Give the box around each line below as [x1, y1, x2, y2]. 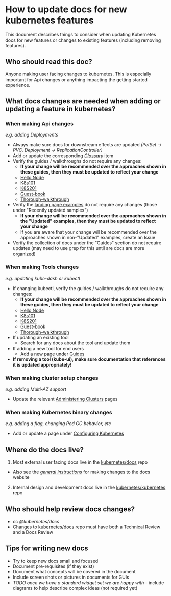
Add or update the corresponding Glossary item [12, 152, 114, 159]
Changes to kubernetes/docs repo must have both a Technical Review [12, 524, 161, 530]
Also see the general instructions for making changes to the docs [12, 469, 151, 475]
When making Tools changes [5, 263, 79, 271]
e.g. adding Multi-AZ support [5, 386, 66, 392]
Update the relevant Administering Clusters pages [12, 396, 118, 402]
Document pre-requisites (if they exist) [12, 563, 94, 569]
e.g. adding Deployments [5, 132, 59, 138]
